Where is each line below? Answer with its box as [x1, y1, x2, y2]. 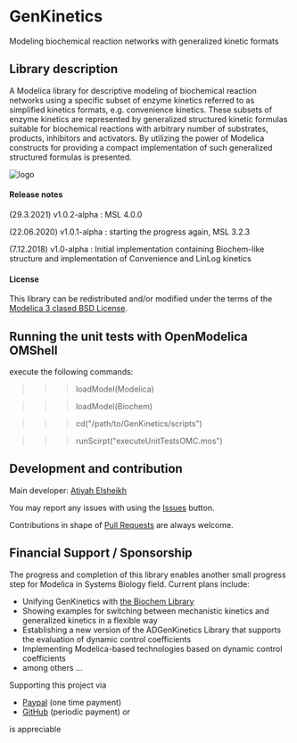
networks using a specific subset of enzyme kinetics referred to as [9, 95, 255, 105]
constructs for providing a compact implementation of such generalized [9, 142, 273, 153]
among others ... [21, 662, 83, 673]
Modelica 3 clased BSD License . [9, 303, 128, 314]
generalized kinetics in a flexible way [21, 615, 158, 625]
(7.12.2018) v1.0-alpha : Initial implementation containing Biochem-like [9, 244, 265, 254]
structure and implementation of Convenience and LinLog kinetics [9, 252, 252, 264]
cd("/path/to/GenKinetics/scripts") [75, 417, 202, 429]
